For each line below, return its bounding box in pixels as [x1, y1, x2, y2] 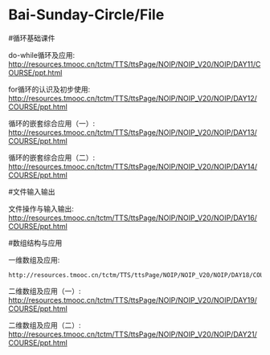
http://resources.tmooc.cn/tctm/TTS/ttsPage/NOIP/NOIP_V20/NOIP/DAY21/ [8, 329, 257, 339]
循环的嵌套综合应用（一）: [8, 118, 96, 128]
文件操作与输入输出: [8, 203, 75, 214]
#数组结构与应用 [8, 238, 63, 247]
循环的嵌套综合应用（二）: [8, 153, 96, 162]
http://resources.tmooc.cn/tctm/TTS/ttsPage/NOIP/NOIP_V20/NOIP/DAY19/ [8, 295, 257, 304]
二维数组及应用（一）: [8, 286, 82, 296]
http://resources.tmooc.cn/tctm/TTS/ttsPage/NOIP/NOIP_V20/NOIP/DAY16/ [8, 213, 257, 222]
